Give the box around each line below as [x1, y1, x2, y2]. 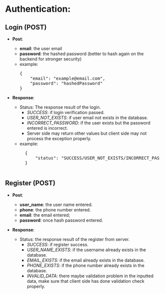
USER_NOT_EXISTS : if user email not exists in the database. [27, 115, 148, 120]
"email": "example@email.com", [30, 76, 106, 81]
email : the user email [19, 46, 62, 51]
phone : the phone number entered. [19, 206, 91, 212]
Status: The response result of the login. [19, 104, 101, 110]
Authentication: [5, 3, 71, 15]
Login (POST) [5, 23, 47, 31]
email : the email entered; [19, 212, 70, 218]
